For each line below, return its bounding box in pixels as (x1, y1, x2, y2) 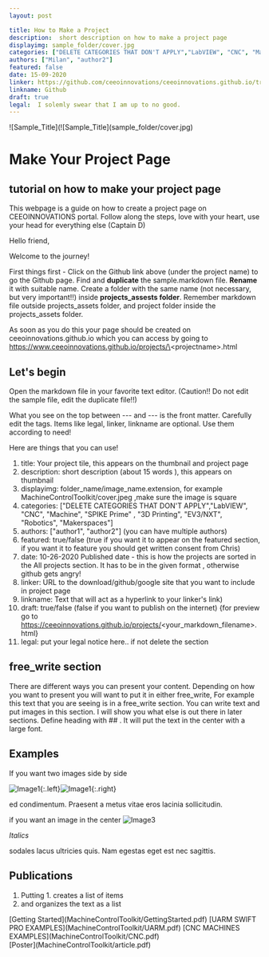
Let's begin (9, 365, 66, 378)
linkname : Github (9, 86, 67, 94)
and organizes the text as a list (20, 899, 122, 908)
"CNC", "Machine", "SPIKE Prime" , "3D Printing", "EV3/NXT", (20, 510, 223, 519)
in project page (20, 586, 71, 596)
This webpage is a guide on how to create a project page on (9, 203, 207, 213)
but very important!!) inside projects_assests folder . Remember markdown (9, 293, 256, 302)
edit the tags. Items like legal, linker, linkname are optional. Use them (9, 419, 235, 429)
